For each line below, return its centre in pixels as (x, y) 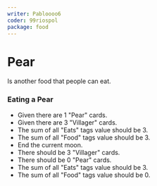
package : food (28, 27)
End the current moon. (50, 144)
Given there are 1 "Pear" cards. (62, 115)
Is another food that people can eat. (59, 81)
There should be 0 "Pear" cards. (64, 160)
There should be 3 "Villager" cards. (69, 152)
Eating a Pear (31, 99)
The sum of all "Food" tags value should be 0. (84, 175)
